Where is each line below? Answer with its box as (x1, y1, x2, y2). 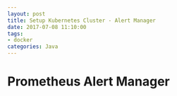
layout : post (7, 10, 46, 18)
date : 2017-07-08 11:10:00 (7, 23, 87, 30)
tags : (7, 30, 23, 37)
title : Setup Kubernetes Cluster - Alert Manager (7, 17, 157, 24)
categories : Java (7, 43, 59, 50)
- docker (7, 37, 33, 44)
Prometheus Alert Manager (7, 73, 171, 90)
